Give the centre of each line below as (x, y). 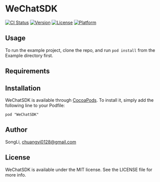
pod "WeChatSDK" (22, 114)
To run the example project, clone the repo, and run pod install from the (80, 50)
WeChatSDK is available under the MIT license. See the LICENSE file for (79, 170)
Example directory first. (29, 55)
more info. (16, 175)
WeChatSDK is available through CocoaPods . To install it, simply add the (80, 100)
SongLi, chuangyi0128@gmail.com (41, 142)
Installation (23, 88)
